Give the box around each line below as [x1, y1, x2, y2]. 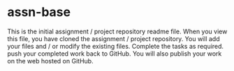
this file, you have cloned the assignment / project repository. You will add [7, 34, 220, 42]
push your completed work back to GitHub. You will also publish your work [7, 49, 222, 58]
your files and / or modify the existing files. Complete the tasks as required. [7, 42, 224, 50]
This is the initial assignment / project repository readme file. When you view [7, 27, 228, 35]
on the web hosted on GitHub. [7, 56, 94, 65]
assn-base [7, 4, 71, 20]
